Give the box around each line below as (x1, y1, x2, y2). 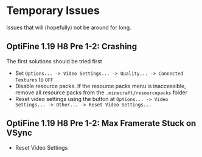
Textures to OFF (15, 75, 54, 83)
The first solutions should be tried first (6, 57, 102, 65)
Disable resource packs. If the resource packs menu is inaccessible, (15, 82, 187, 89)
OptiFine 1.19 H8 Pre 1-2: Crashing (6, 41, 138, 52)
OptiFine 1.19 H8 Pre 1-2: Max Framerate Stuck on (6, 118, 197, 128)
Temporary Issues (6, 4, 100, 18)
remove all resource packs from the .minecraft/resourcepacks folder (15, 89, 187, 96)
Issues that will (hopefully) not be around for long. (6, 24, 132, 31)
